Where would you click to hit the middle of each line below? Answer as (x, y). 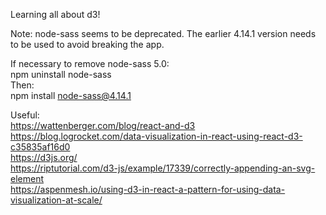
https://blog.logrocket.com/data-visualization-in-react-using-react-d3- (156, 136)
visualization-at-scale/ (56, 200)
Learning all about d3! (55, 14)
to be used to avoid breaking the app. (87, 44)
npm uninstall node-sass (61, 74)
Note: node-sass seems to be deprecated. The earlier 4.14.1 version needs (163, 33)
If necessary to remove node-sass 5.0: (90, 63)
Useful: (25, 115)
